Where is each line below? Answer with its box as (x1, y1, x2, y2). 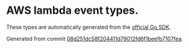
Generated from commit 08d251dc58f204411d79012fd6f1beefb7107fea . (6, 35, 184, 42)
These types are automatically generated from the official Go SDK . (6, 23, 172, 31)
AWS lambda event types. (6, 4, 138, 17)
